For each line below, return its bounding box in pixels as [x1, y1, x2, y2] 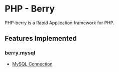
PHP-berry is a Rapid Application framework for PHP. [5, 20, 114, 26]
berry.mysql [5, 49, 36, 56]
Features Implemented [5, 34, 77, 43]
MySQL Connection [12, 61, 53, 67]
